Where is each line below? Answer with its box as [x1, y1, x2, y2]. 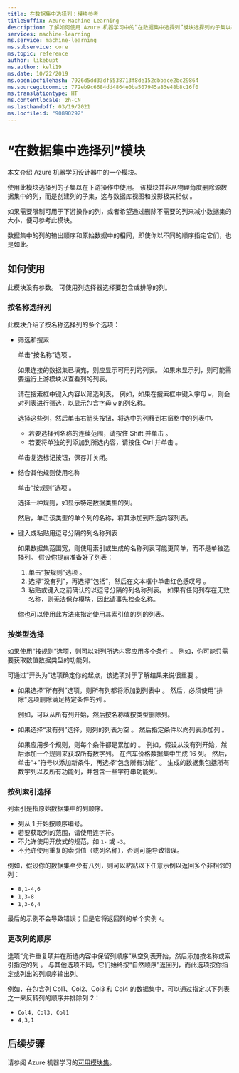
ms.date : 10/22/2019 [7, 70, 69, 77]
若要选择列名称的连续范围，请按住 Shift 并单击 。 [28, 428, 172, 437]
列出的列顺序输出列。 [19, 969, 83, 977]
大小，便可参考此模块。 [7, 215, 76, 225]
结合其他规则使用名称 [17, 468, 80, 476]
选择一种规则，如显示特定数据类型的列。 [17, 498, 137, 507]
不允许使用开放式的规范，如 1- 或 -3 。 [17, 837, 130, 846]
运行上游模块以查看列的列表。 [23, 374, 112, 383]
